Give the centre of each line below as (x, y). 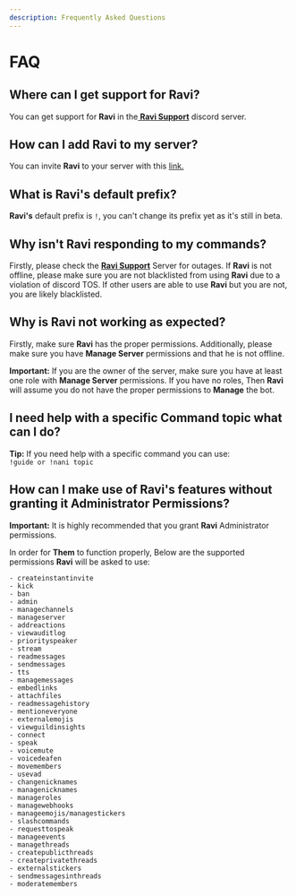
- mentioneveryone (43, 711)
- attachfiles (36, 695)
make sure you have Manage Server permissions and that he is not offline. (147, 353)
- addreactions (38, 625)
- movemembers (36, 766)
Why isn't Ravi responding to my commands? (138, 244)
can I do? (35, 432)
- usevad (25, 774)
